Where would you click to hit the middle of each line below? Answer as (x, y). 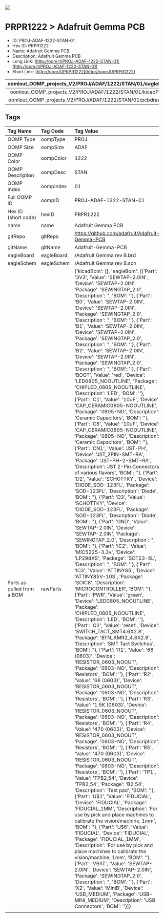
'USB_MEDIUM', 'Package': (106, 894)
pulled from (21, 589)
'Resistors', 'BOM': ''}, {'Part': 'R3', (114, 699)
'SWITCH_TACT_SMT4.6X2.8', (109, 631)
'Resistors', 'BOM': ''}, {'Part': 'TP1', (115, 772)
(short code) (22, 217)
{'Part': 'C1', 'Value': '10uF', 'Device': (117, 399)
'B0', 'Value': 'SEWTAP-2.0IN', (110, 301)
